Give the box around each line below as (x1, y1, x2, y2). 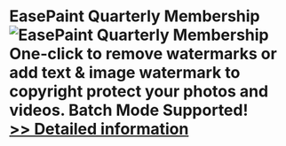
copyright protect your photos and (9, 81, 269, 102)
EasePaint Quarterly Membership (9, 6, 260, 27)
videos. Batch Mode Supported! (9, 100, 249, 120)
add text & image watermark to (9, 63, 241, 83)
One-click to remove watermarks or (9, 44, 277, 64)
